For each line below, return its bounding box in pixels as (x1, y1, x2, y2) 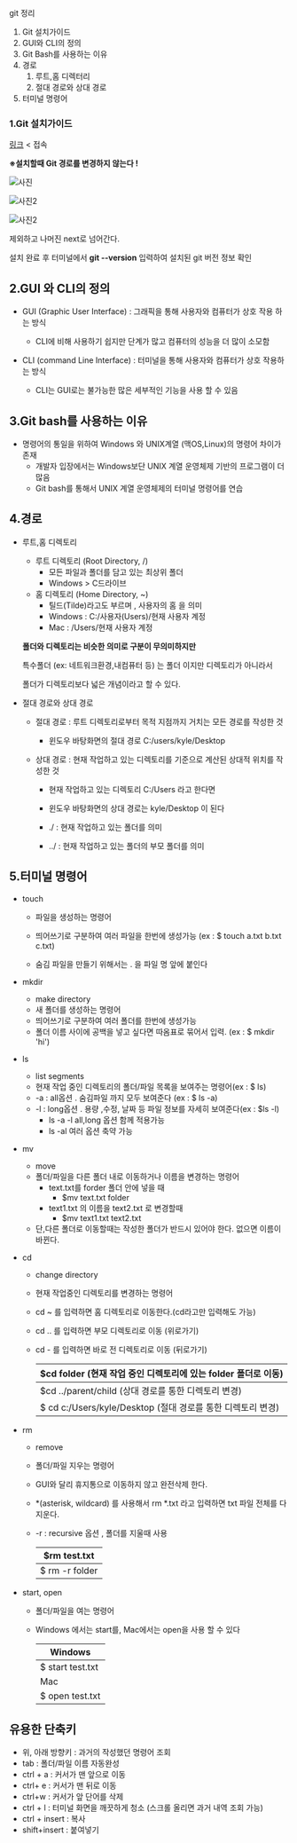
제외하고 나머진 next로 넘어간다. (9, 233, 121, 244)
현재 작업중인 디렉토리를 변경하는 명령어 (35, 1288, 174, 1298)
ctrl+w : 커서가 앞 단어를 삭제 (21, 1792, 124, 1802)
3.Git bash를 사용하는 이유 (9, 413, 148, 429)
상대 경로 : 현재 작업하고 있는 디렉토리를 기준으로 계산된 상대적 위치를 (35, 753, 275, 765)
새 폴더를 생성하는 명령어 (35, 1004, 121, 1014)
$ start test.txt (39, 1660, 99, 1673)
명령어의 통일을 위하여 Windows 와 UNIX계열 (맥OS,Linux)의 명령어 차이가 (21, 438, 282, 449)
